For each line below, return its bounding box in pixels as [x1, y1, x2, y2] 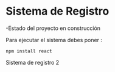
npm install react [5, 48, 52, 54]
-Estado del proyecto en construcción [5, 24, 101, 32]
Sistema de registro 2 [5, 59, 60, 66]
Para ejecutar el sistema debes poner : [5, 36, 103, 43]
